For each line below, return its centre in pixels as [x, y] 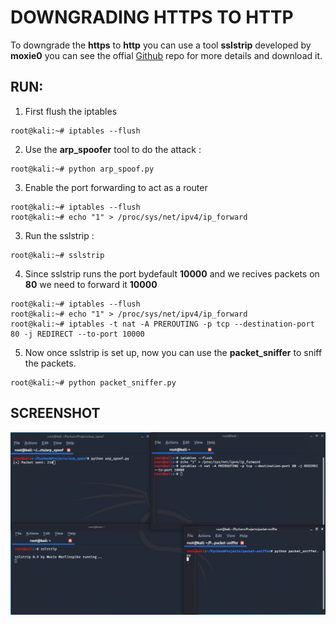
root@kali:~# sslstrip [57, 255]
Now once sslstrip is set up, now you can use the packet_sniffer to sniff [173, 352]
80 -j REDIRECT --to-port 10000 [77, 334]
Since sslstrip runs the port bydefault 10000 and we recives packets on [172, 273]
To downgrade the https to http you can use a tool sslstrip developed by [161, 45]
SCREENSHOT [55, 413]
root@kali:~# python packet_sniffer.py [93, 382]
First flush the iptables [71, 111]
